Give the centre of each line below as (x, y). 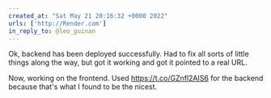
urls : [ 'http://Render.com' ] (57, 23)
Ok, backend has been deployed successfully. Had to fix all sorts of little (129, 54)
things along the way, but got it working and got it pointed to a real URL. (128, 62)
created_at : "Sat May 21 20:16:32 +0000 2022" (88, 16)
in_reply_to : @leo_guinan (52, 31)
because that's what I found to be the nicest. (83, 87)
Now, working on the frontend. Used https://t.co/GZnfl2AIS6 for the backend (136, 79)
